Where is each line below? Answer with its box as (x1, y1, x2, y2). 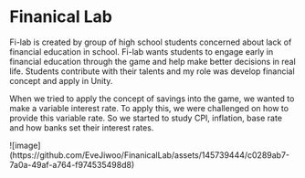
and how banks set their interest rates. (9, 121, 154, 133)
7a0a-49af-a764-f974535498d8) (9, 159, 135, 170)
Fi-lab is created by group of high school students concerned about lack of (9, 37, 292, 47)
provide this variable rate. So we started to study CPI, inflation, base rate (9, 112, 283, 123)
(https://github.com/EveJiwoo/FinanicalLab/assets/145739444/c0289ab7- (9, 149, 290, 161)
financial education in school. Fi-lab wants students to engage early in (9, 46, 274, 57)
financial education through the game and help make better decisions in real (9, 56, 297, 67)
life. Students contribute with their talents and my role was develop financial (9, 66, 295, 77)
